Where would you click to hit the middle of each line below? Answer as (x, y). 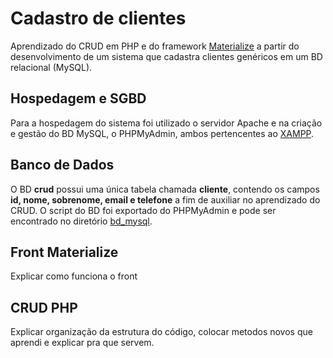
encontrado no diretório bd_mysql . (81, 221)
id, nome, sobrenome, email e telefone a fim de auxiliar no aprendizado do (165, 199)
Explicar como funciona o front (74, 276)
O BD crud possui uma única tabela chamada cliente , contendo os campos (165, 189)
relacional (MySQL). (51, 67)
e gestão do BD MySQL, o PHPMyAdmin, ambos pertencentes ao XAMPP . (162, 133)
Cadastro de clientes (98, 18)
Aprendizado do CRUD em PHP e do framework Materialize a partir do (155, 46)
